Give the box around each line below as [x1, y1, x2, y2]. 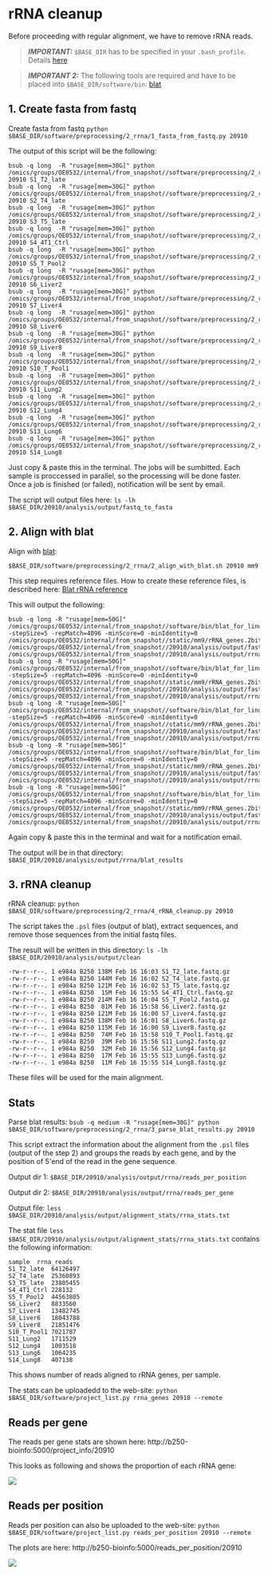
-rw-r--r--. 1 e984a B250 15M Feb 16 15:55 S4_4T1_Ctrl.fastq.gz [8, 989, 234, 997]
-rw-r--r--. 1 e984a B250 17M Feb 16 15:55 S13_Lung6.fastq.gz [8, 1052, 227, 1060]
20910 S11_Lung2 [8, 385, 62, 393]
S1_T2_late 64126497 [8, 1265, 81, 1274]
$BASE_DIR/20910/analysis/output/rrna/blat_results [8, 856, 183, 864]
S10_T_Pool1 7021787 [8, 1328, 77, 1336]
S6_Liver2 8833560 [8, 1300, 77, 1308]
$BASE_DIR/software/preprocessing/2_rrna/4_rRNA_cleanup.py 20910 [8, 907, 234, 915]
